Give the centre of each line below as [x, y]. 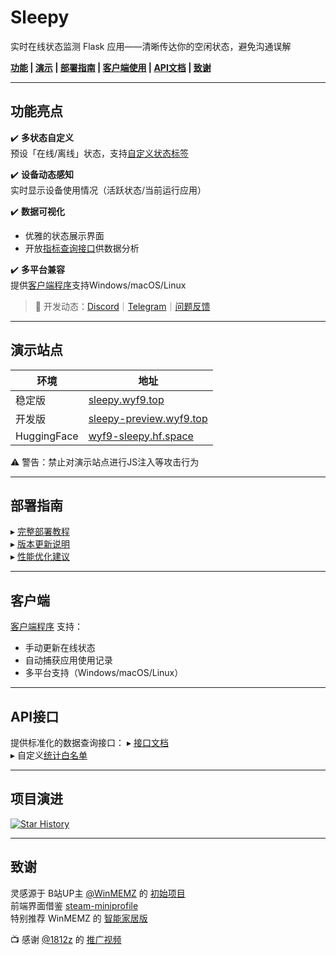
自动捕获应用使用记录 [68, 660]
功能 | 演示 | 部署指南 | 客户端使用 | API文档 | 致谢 [111, 67]
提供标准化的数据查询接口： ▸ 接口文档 [89, 742]
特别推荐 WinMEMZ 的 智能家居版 [79, 918]
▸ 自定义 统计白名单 [49, 755]
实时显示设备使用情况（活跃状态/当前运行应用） [108, 190]
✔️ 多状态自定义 [42, 137]
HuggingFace [47, 436]
